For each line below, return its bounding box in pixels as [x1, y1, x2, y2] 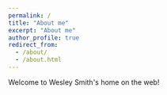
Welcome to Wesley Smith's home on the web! [8, 77, 160, 87]
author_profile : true [8, 33, 80, 42]
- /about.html [15, 56, 62, 64]
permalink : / [8, 11, 51, 20]
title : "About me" [8, 19, 69, 27]
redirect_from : [8, 41, 59, 49]
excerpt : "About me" [8, 26, 77, 34]
